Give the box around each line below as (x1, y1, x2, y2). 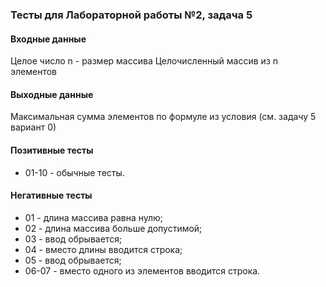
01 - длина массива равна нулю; (24, 211, 164, 223)
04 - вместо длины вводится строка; (24, 243, 183, 255)
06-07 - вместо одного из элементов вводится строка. (24, 264, 261, 277)
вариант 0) (10, 121, 57, 133)
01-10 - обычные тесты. (24, 166, 125, 178)
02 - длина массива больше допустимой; (24, 222, 203, 234)
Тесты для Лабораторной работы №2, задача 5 (10, 8, 253, 22)
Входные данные (10, 33, 87, 45)
